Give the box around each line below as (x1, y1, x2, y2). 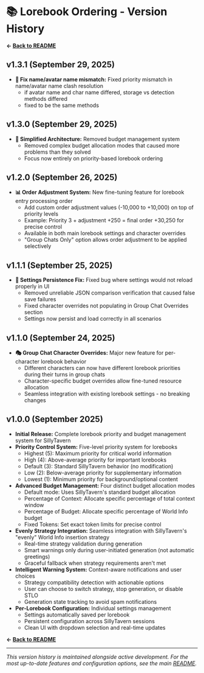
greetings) (24, 553, 50, 560)
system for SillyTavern (15, 437, 71, 444)
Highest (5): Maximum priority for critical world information (24, 449, 172, 457)
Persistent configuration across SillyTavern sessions (24, 617, 155, 624)
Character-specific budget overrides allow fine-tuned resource (24, 377, 182, 384)
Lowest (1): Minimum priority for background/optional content (24, 475, 178, 483)
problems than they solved (24, 148, 91, 155)
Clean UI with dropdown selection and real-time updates (24, 624, 166, 631)
